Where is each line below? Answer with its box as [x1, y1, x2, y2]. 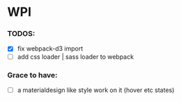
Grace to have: [7, 70, 58, 80]
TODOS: [7, 29, 36, 39]
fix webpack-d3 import [17, 44, 84, 53]
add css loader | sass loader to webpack [17, 53, 134, 61]
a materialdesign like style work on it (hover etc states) [17, 86, 175, 94]
